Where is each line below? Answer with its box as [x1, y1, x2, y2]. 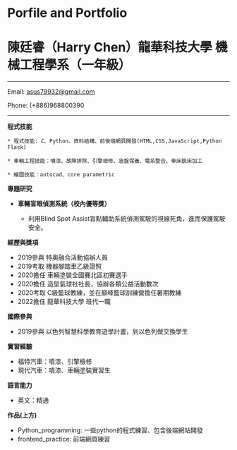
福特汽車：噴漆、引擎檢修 [17, 358, 92, 366]
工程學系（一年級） [20, 57, 132, 73]
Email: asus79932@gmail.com [7, 87, 95, 96]
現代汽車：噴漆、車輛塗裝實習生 [17, 366, 111, 375]
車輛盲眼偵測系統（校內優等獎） [17, 200, 111, 208]
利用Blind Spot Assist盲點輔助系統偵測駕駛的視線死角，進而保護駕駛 [28, 214, 226, 223]
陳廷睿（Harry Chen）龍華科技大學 [7, 39, 213, 56]
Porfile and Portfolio [7, 5, 128, 21]
